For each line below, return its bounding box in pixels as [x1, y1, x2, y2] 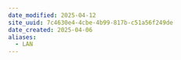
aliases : [8, 33, 37, 41]
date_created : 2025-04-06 [8, 26, 92, 34]
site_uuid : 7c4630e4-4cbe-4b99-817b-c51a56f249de [8, 19, 174, 26]
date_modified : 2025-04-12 [8, 11, 96, 19]
